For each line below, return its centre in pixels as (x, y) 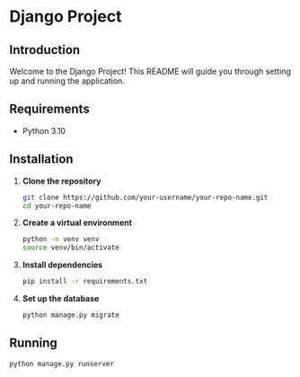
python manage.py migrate (71, 315)
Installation (41, 159)
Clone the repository (62, 181)
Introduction (45, 50)
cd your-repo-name (57, 206)
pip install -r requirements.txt (85, 282)
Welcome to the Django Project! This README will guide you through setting (150, 71)
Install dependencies (62, 265)
